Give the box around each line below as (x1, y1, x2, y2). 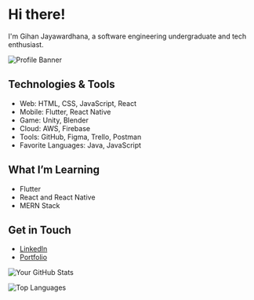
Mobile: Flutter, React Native (19, 107, 111, 116)
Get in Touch (8, 223, 72, 236)
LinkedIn (19, 244, 48, 254)
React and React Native (19, 192, 96, 202)
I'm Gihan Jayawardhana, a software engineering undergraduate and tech (8, 31, 247, 41)
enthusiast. (8, 39, 45, 49)
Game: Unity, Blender (19, 115, 89, 125)
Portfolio (19, 253, 48, 262)
